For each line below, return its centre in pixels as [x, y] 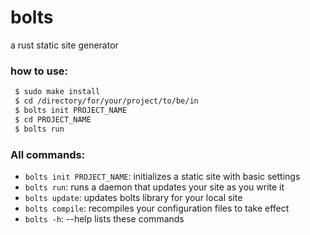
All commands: [48, 154]
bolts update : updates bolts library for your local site [133, 197]
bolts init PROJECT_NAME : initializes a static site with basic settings [162, 176]
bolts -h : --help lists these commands [104, 218]
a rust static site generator [64, 45]
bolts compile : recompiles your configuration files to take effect [157, 208]
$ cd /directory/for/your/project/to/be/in [106, 101]
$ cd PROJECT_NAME [53, 119]
